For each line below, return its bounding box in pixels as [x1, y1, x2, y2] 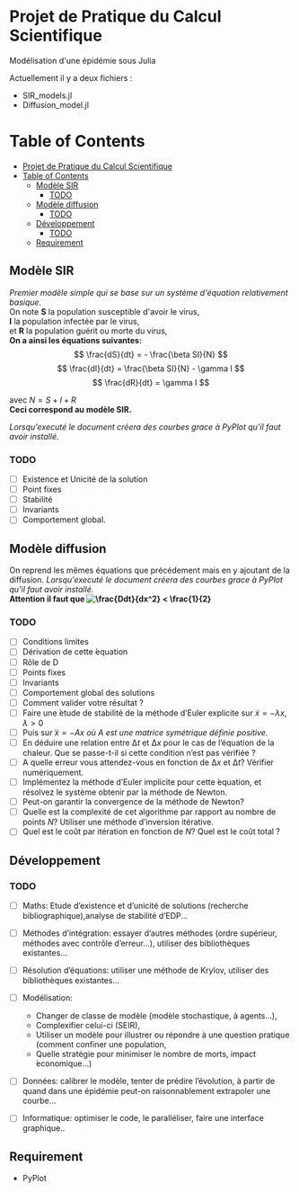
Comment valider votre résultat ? [22, 697, 144, 707]
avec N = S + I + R [9, 394, 76, 405]
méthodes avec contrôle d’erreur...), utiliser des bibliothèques [22, 938, 251, 949]
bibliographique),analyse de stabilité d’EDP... [22, 911, 189, 921]
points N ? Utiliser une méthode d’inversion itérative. [22, 816, 214, 828]
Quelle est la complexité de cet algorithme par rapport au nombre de [22, 806, 277, 817]
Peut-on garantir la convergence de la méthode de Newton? [22, 796, 245, 807]
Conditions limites [22, 636, 90, 647]
